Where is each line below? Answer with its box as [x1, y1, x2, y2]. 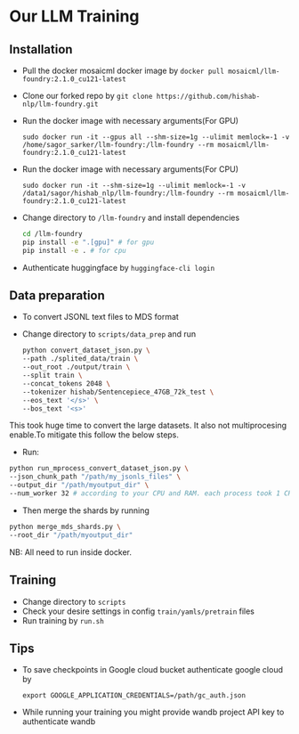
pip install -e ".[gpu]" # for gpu [21, 238, 155, 247]
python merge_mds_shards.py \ [9, 522, 122, 531]
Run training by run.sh [21, 615, 104, 625]
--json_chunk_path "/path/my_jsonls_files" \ [9, 472, 181, 482]
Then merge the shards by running [21, 505, 149, 516]
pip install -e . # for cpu [21, 246, 126, 255]
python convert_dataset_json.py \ [21, 346, 150, 355]
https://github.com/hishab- [156, 92, 261, 101]
